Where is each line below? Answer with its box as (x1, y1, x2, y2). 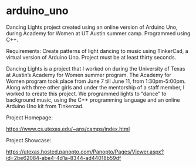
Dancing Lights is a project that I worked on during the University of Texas (6, 65, 185, 72)
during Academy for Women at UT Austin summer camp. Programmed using (6, 29, 191, 36)
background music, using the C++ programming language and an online (6, 96, 180, 103)
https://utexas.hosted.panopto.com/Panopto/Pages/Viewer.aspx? (6, 148, 164, 155)
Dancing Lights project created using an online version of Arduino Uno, (6, 24, 178, 31)
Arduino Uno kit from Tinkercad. (6, 102, 84, 109)
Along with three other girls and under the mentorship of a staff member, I (6, 83, 185, 91)
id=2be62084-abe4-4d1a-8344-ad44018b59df (6, 154, 121, 161)
